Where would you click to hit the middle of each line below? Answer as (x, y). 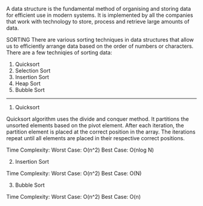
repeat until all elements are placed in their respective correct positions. (96, 138)
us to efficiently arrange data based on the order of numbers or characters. (100, 46)
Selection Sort (33, 71)
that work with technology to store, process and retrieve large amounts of (98, 21)
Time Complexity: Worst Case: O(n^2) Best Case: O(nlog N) (80, 150)
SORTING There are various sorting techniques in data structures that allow (100, 40)
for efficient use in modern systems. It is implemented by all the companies (100, 15)
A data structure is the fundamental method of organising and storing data (99, 9)
